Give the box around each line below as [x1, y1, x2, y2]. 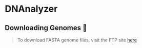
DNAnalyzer [5, 3, 58, 15]
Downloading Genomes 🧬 [5, 23, 88, 32]
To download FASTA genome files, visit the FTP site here [17, 37, 137, 43]
